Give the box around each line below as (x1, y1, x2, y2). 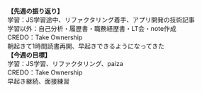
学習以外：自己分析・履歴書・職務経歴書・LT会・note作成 (7, 25, 176, 32)
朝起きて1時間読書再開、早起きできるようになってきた (7, 42, 165, 50)
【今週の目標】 (7, 51, 51, 59)
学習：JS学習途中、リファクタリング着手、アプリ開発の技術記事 (7, 15, 195, 24)
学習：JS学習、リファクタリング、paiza (7, 60, 123, 67)
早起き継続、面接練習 (7, 77, 69, 85)
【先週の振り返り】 (7, 7, 64, 15)
